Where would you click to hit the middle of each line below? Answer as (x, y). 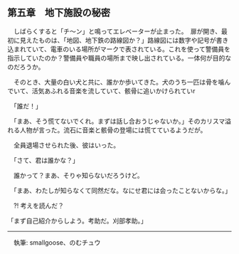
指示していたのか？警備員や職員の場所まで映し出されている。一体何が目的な (119, 58)
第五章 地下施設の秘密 (59, 13)
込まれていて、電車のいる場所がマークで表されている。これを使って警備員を (119, 49)
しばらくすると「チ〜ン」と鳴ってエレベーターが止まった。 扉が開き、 (117, 31)
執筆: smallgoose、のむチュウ (57, 242)
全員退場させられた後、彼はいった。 (66, 145)
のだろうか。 (26, 67)
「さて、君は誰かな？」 (46, 160)
